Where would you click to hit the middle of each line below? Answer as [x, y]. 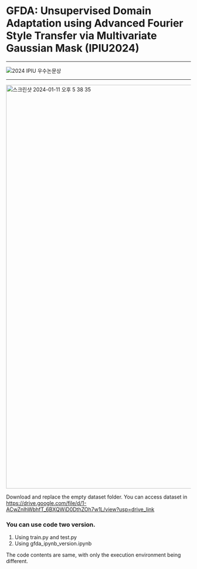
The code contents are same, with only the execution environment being [94, 555]
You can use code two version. [51, 524]
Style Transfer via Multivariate [81, 36]
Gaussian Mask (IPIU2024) [73, 48]
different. [17, 561]
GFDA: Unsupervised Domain [79, 11]
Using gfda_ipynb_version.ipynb [53, 544]
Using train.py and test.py [46, 537]
